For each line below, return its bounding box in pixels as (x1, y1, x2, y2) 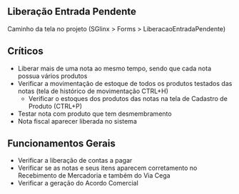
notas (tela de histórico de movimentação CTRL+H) (17, 87, 169, 95)
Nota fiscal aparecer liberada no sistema (17, 117, 137, 125)
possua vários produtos (17, 71, 88, 80)
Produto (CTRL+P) (28, 102, 83, 110)
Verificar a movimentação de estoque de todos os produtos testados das (17, 79, 233, 87)
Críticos (7, 45, 44, 58)
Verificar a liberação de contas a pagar (17, 156, 133, 165)
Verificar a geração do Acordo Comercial (17, 179, 139, 188)
